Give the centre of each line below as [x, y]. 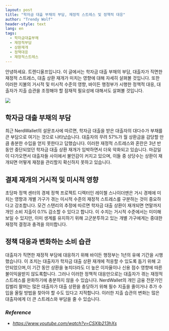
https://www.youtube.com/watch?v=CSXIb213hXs [65, 323]
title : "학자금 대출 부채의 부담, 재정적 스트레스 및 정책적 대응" [65, 15]
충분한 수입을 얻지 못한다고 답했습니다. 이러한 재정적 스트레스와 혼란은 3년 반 [86, 143]
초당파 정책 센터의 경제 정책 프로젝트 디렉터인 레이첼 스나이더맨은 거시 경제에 [81, 193]
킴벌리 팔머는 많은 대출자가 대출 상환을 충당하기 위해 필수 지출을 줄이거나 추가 [81, 286]
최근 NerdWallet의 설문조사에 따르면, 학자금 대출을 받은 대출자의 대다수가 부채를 [84, 131]
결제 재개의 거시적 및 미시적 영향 [52, 180]
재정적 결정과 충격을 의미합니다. [36, 224]
